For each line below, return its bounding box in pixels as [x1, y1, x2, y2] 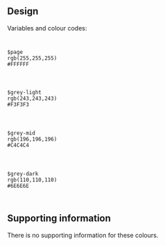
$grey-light [7, 89, 42, 96]
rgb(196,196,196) [7, 136, 58, 143]
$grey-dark [7, 170, 39, 177]
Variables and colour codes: [7, 24, 87, 32]
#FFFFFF [7, 60, 30, 68]
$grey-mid [7, 130, 36, 137]
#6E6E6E [7, 183, 30, 190]
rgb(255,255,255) [7, 55, 58, 62]
